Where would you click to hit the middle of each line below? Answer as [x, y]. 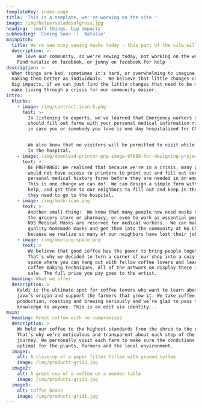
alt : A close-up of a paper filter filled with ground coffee [96, 357]
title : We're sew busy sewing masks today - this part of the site [98, 46]
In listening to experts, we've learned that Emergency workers [110, 118]
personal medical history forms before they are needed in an [107, 178]
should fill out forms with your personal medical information [109, 124]
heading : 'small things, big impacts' [55, 28]
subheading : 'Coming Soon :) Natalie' [56, 34]
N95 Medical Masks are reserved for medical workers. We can [107, 223]
